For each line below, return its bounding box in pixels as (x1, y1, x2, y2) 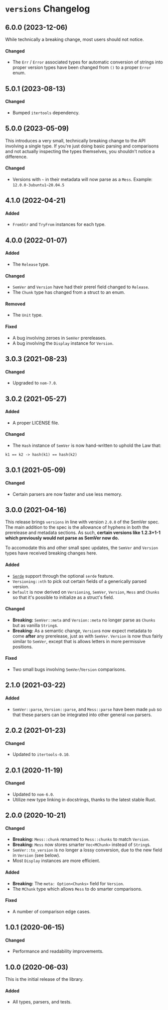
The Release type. (12, 261, 50, 267)
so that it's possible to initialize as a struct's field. (12, 594, 114, 600)
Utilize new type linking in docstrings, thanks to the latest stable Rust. (12, 796, 156, 803)
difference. (5, 153, 28, 160)
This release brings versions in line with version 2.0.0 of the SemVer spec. (5, 519, 159, 525)
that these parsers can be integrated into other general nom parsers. (12, 712, 152, 718)
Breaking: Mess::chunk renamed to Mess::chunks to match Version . (12, 836, 150, 842)
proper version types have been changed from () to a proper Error (12, 64, 151, 70)
